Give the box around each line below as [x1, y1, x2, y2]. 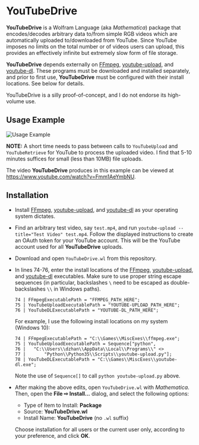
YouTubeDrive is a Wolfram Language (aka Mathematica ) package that [6, 24, 181, 31]
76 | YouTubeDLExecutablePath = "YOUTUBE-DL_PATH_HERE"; [14, 307, 159, 313]
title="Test [14, 231, 45, 237]
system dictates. [14, 212, 55, 220]
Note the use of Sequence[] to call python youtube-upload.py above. [14, 372, 181, 379]
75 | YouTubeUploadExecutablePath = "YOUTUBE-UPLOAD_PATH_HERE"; [14, 302, 180, 308]
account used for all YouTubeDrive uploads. [14, 243, 124, 250]
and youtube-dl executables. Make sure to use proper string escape [14, 273, 182, 280]
